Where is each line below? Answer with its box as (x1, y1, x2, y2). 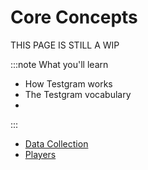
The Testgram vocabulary (24, 88, 132, 100)
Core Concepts (10, 6, 138, 29)
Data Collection (24, 137, 89, 150)
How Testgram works (24, 77, 113, 90)
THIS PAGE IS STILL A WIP (10, 39, 120, 51)
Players (24, 148, 57, 160)
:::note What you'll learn (10, 58, 109, 70)
